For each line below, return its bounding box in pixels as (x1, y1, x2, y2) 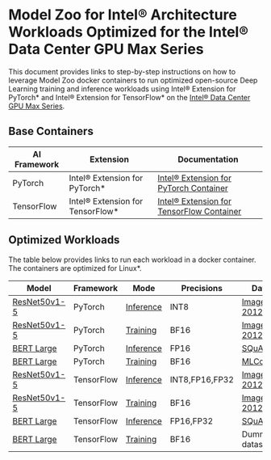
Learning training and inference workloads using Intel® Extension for (8, 83, 236, 94)
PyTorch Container (156, 182, 228, 193)
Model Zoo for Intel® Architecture (8, 6, 238, 24)
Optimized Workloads (8, 233, 120, 247)
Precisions (181, 282, 223, 293)
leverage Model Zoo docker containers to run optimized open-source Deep (8, 75, 258, 85)
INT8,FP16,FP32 (169, 373, 234, 385)
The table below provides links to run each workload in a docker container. (8, 255, 256, 264)
